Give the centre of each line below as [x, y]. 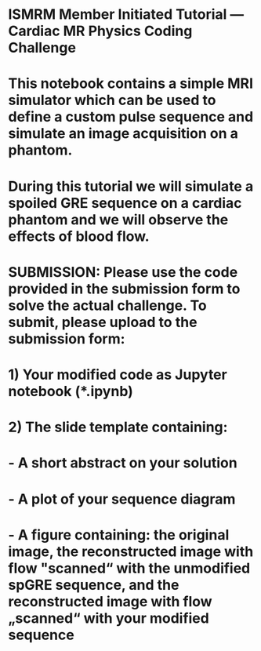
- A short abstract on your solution [123, 463]
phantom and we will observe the [118, 219]
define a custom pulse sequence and [131, 117]
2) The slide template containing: [118, 427]
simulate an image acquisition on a [123, 134]
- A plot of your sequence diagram [122, 499]
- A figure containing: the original [119, 535]
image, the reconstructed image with [131, 551]
